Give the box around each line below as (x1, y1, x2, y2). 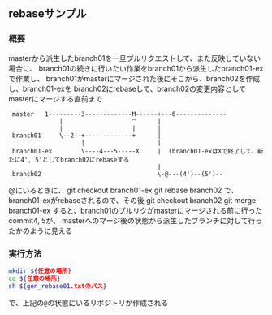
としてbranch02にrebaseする (41, 156, 130, 164)
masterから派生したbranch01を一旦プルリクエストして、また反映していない (8, 53, 261, 63)
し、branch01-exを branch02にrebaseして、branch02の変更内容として (8, 84, 246, 93)
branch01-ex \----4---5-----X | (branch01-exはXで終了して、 (11, 147, 258, 155)
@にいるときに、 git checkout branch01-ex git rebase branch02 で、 (8, 185, 238, 195)
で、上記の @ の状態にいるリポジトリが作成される (8, 298, 169, 308)
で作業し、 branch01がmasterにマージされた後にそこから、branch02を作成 (8, 73, 261, 83)
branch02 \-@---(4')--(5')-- (11, 170, 223, 178)
